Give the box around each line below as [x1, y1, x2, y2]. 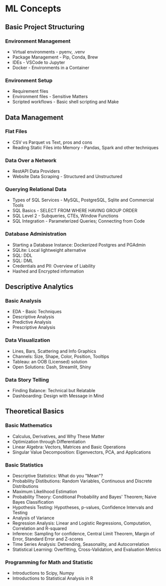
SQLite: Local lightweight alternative [12, 247, 86, 253]
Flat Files [5, 128, 27, 135]
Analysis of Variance [12, 515, 55, 521]
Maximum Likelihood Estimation [12, 489, 77, 495]
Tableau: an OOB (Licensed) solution [12, 358, 88, 364]
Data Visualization [5, 337, 51, 344]
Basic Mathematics [5, 422, 53, 429]
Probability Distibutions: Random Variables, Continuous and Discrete [12, 478, 152, 484]
